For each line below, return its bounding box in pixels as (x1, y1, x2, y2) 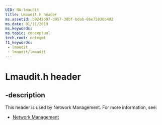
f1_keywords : (5, 40, 33, 45)
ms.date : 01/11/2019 (5, 21, 49, 27)
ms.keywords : (5, 26, 33, 31)
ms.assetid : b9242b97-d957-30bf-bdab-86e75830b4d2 (5, 17, 114, 22)
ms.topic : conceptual (5, 31, 51, 36)
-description (5, 91, 45, 99)
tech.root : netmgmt (5, 36, 46, 41)
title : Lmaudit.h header (5, 12, 57, 17)
